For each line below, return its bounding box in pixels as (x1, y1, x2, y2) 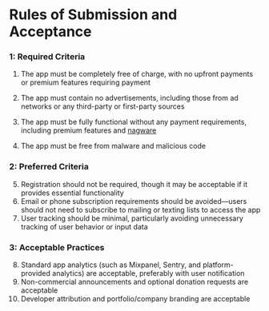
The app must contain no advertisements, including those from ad (20, 94, 239, 103)
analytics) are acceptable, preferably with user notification (52, 269, 245, 278)
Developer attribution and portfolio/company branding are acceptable (20, 294, 251, 304)
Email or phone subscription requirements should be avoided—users (20, 196, 247, 205)
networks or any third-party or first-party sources (20, 102, 185, 111)
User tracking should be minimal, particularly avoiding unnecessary (20, 213, 243, 223)
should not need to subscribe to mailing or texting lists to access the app (20, 205, 261, 214)
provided (20, 269, 51, 278)
